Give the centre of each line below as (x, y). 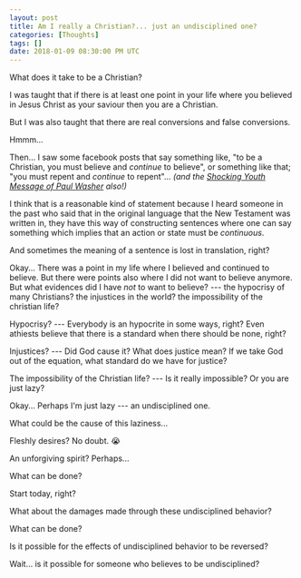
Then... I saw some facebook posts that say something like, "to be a (136, 157)
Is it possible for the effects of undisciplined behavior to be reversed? (139, 546)
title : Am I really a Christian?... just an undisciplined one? (133, 26)
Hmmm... (26, 140)
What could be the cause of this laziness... (89, 424)
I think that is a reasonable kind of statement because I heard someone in (146, 204)
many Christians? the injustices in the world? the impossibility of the (136, 297)
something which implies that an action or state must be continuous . (137, 233)
